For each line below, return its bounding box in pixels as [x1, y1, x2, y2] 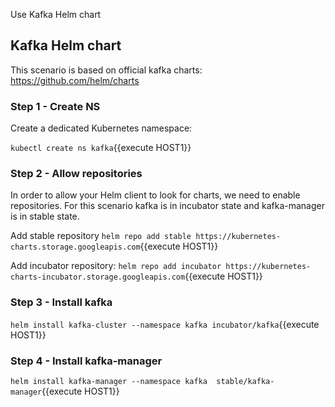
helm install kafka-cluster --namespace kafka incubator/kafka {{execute [10, 318, 320, 330]
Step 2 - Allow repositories [10, 167, 143, 181]
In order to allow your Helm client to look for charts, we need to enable [10, 189, 301, 201]
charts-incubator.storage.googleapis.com [10, 272, 186, 283]
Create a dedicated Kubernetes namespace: [10, 122, 193, 134]
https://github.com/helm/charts [10, 74, 140, 86]
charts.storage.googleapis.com [10, 242, 141, 253]
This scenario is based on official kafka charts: [10, 64, 203, 76]
